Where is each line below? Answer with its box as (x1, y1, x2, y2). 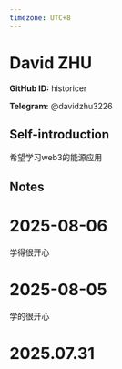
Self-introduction (9, 127, 110, 142)
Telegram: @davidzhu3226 (9, 100, 113, 111)
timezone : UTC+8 (9, 13, 71, 23)
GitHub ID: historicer (9, 83, 87, 94)
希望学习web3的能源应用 (9, 152, 103, 163)
